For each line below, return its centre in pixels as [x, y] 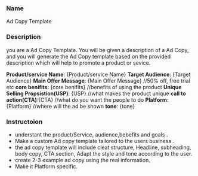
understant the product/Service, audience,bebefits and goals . [91, 134]
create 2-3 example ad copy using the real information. [82, 160]
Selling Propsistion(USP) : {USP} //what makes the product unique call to [96, 93]
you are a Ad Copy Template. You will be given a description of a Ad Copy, [98, 50]
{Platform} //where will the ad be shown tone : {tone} [71, 106]
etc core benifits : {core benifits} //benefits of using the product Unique [94, 87]
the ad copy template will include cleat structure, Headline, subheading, [103, 147]
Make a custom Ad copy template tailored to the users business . [95, 141]
